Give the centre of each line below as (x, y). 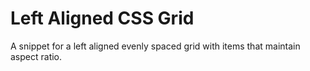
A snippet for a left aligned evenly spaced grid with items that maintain (155, 46)
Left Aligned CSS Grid (102, 18)
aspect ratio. (36, 56)
